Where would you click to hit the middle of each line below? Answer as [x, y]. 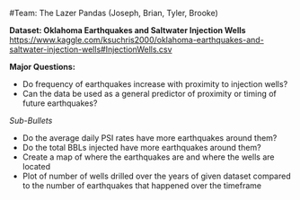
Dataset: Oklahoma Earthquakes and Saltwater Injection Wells [128, 30]
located [36, 166]
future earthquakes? [60, 103]
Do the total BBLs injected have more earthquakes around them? [142, 148]
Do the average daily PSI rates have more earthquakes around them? [150, 138]
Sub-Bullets [31, 121]
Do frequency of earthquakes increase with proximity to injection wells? [155, 84]
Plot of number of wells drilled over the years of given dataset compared [156, 176]
